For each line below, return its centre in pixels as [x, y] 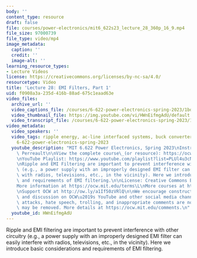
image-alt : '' [28, 60]
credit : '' [25, 55]
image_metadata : [26, 45]
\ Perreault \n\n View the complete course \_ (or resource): [89, 153]
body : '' [17, 11]
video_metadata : [26, 126]
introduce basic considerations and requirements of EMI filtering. [84, 249]
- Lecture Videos [27, 72]
